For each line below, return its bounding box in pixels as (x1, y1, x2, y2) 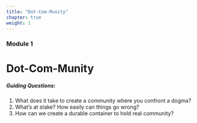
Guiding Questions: (6, 82, 56, 89)
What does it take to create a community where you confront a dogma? (14, 97, 192, 104)
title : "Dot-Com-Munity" (6, 8, 68, 15)
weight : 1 (6, 20, 31, 26)
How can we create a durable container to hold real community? (14, 110, 174, 117)
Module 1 (6, 40, 33, 48)
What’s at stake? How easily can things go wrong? (14, 103, 139, 111)
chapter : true (6, 14, 42, 20)
